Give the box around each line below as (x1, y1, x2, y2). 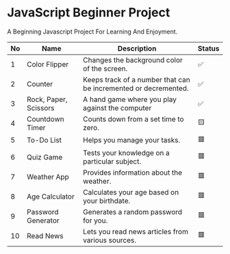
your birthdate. (83, 196, 131, 205)
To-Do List (27, 136, 62, 145)
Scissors (27, 103, 55, 112)
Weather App (27, 172, 70, 181)
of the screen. (83, 64, 128, 73)
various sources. (83, 235, 137, 244)
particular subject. (83, 156, 142, 166)
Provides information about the (83, 168, 183, 177)
